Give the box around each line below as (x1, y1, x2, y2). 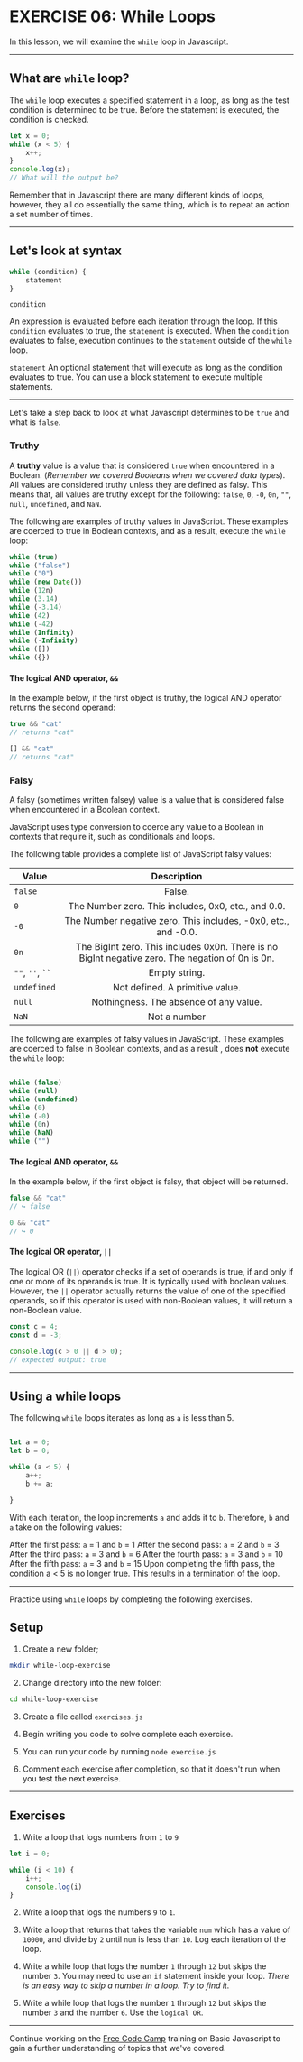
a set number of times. (9, 209, 93, 219)
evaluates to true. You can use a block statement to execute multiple (9, 372, 263, 382)
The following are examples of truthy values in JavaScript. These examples (9, 516, 289, 527)
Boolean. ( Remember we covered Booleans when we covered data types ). (9, 469, 286, 480)
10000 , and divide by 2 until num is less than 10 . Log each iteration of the (22, 1934, 287, 1945)
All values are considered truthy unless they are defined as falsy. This (9, 479, 268, 490)
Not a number (147, 1010, 207, 1023)
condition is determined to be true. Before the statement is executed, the (9, 104, 280, 115)
